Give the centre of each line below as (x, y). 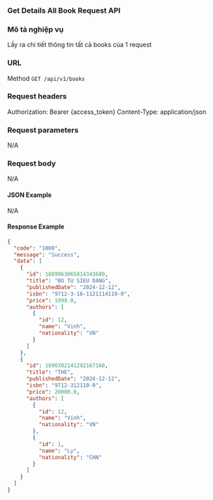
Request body (32, 164)
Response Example (36, 226)
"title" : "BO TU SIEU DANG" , (69, 281)
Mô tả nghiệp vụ (35, 29)
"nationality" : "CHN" (70, 457)
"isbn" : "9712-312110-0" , (64, 385)
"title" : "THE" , (50, 372)
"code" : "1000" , (37, 248)
